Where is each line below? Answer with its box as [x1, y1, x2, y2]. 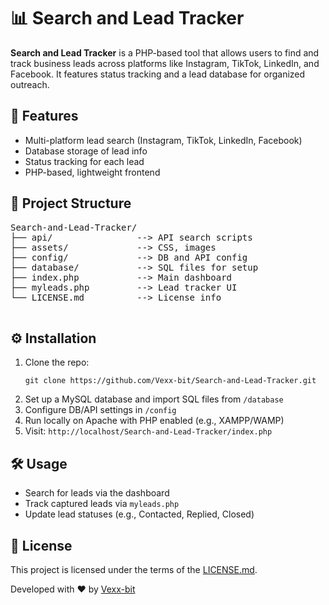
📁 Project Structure [10, 195, 132, 212]
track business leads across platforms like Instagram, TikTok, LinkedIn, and [10, 57, 320, 69]
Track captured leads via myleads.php [24, 498, 180, 510]
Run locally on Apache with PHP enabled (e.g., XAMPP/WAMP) [24, 415, 285, 427]
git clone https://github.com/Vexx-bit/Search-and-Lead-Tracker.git [24, 376, 317, 386]
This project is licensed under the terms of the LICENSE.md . [10, 564, 258, 575]
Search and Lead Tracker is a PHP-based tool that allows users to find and [10, 46, 320, 59]
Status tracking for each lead [24, 155, 145, 167]
